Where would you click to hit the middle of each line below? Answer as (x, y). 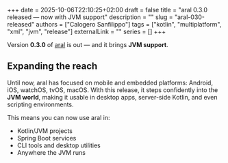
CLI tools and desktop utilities (59, 145)
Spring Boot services (47, 138)
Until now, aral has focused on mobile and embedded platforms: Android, (110, 83)
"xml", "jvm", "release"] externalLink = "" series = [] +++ (87, 31)
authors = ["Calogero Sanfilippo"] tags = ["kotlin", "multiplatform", (129, 24)
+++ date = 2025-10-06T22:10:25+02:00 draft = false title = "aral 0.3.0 (107, 10)
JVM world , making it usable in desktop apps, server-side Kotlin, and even (112, 97)
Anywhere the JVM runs (51, 152)
